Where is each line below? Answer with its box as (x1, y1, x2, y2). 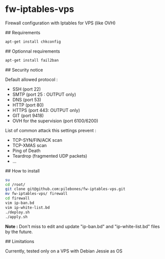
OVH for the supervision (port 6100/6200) (12, 118, 98, 124)
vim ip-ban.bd (5, 200, 35, 206)
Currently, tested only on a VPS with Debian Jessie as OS (5, 248, 123, 254)
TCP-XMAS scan (12, 142, 47, 148)
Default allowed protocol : (5, 76, 58, 83)
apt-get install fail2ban (5, 58, 59, 63)
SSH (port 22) (12, 86, 41, 92)
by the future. (5, 229, 33, 235)
